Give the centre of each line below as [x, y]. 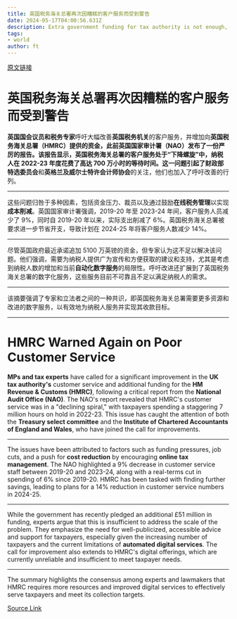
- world [19, 40]
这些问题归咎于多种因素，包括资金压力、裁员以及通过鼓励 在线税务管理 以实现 [118, 202]
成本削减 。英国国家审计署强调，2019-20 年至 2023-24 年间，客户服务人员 [115, 211]
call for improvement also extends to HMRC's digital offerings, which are [112, 551]
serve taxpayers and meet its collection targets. [76, 594]
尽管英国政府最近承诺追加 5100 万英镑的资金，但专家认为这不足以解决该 [111, 250]
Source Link [25, 608]
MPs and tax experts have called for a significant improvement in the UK [113, 376]
